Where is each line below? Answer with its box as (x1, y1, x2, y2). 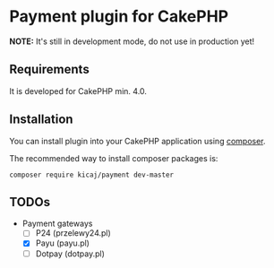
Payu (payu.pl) (35, 238, 90, 248)
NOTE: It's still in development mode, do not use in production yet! (9, 36, 255, 47)
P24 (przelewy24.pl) (35, 228, 112, 238)
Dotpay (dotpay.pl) (35, 248, 106, 259)
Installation (9, 112, 73, 127)
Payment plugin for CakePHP (9, 6, 229, 27)
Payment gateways (21, 218, 93, 229)
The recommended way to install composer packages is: (9, 152, 218, 163)
